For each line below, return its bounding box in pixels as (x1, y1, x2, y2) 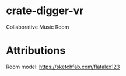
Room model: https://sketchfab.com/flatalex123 (6, 63, 120, 70)
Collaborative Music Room (6, 23, 69, 30)
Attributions (6, 44, 66, 57)
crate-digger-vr (6, 4, 84, 18)
